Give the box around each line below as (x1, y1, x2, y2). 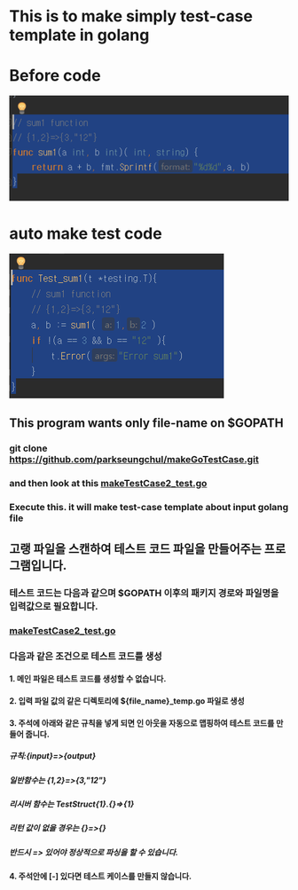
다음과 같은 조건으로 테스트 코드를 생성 (9, 650, 162, 662)
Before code (9, 66, 101, 86)
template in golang (9, 25, 150, 45)
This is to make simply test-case (9, 6, 253, 27)
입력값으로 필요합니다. (9, 601, 98, 612)
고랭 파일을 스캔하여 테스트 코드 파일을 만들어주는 (9, 541, 262, 556)
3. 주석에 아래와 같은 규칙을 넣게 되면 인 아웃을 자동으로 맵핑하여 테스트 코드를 (9, 717, 275, 729)
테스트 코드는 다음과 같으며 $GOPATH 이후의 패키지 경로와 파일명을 (9, 587, 279, 599)
